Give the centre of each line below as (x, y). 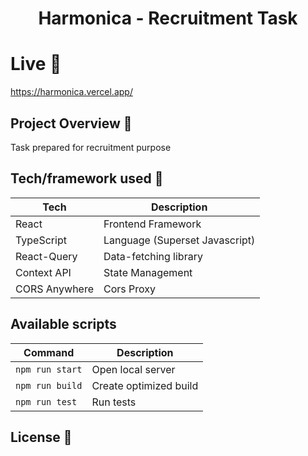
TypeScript (41, 240)
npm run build (49, 385)
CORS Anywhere (54, 289)
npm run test (46, 401)
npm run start (49, 369)
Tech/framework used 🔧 (87, 178)
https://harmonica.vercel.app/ (71, 92)
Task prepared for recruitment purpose (91, 147)
